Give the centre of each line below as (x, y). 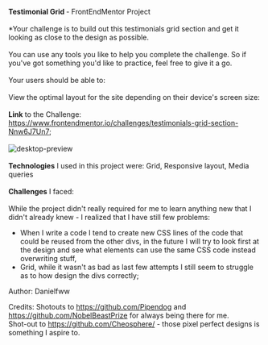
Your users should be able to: (57, 80)
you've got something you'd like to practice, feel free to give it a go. (120, 63)
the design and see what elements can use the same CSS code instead (138, 250)
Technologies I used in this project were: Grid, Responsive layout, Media (129, 166)
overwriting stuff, (48, 258)
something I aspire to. (44, 333)
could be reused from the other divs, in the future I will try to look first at (140, 241)
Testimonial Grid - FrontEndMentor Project (80, 12)
